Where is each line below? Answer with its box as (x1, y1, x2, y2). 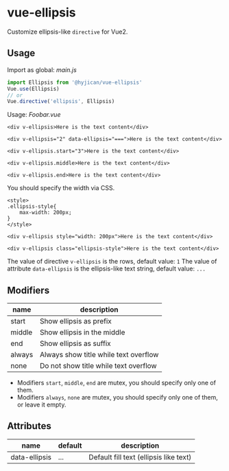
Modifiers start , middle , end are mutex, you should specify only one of (16, 379, 216, 387)
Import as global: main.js (7, 65, 77, 73)
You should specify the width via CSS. (7, 184, 115, 192)
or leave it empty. (16, 400, 67, 409)
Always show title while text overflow (40, 350, 159, 360)
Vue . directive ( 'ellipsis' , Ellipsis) (7, 98, 115, 105)
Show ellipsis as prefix (40, 317, 112, 326)
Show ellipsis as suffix (40, 338, 111, 348)
